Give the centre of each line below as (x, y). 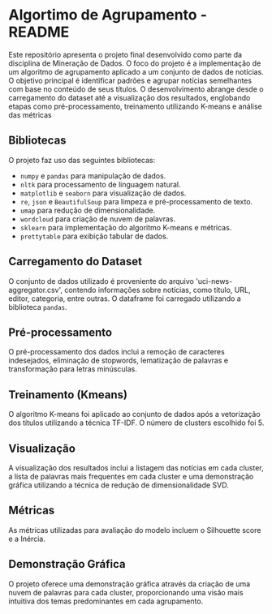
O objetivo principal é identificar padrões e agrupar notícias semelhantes (130, 80)
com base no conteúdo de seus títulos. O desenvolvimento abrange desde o (136, 89)
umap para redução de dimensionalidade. (88, 210)
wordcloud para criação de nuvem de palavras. (98, 219)
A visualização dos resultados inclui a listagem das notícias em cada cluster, (136, 468)
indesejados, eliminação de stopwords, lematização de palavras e (119, 361)
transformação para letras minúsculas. (73, 369)
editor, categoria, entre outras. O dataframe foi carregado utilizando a (125, 298)
